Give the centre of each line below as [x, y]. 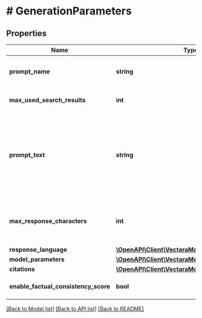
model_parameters [37, 259]
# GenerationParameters [69, 11]
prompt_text [27, 155]
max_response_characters [48, 221]
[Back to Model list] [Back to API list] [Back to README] [75, 309]
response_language [38, 249]
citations [22, 269]
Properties [26, 33]
